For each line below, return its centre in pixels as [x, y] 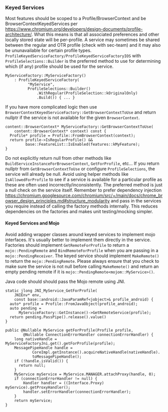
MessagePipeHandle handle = [43, 348]
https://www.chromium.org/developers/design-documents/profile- [74, 29]
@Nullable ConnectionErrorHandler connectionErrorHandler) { [89, 335]
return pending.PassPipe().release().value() [58, 317]
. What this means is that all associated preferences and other [95, 35]
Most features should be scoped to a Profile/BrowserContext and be [76, 19]
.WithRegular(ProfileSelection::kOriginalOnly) [87, 93]
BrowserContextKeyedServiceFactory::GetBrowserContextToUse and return [81, 113]
